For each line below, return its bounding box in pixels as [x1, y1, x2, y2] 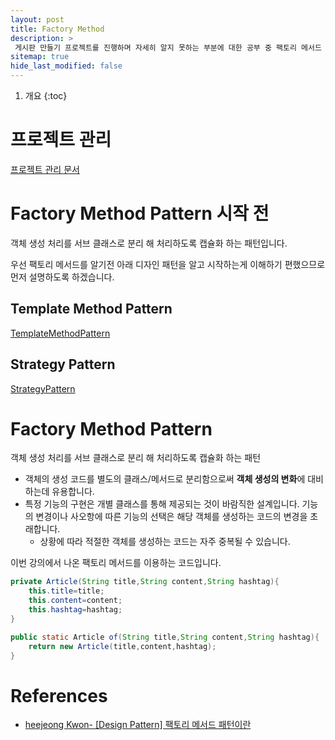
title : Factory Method [10, 24, 105, 34]
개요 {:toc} [24, 90, 68, 101]
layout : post [10, 14, 65, 25]
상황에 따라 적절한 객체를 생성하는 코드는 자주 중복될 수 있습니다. [39, 536, 291, 548]
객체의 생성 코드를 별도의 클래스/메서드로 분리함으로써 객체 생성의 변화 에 [24, 473, 306, 485]
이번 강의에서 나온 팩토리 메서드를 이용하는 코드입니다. [10, 557, 222, 569]
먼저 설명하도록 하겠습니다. [10, 271, 115, 283]
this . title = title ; [28, 586, 105, 596]
